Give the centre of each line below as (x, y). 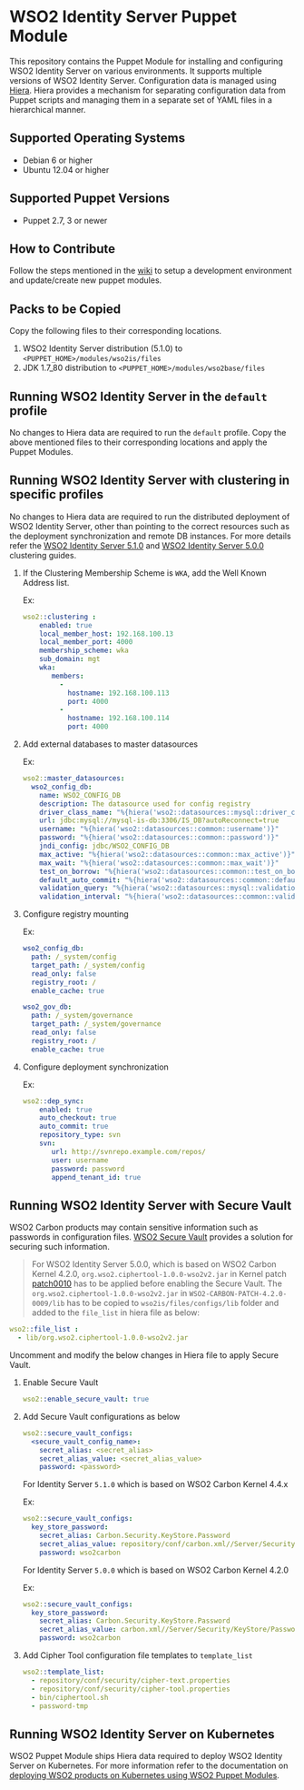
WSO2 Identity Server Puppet (123, 17)
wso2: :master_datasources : (74, 779)
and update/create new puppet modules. (86, 280)
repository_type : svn (80, 1135)
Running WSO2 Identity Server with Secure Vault (151, 1206)
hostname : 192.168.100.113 (118, 693)
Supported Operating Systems (98, 138)
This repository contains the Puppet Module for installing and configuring (146, 61)
